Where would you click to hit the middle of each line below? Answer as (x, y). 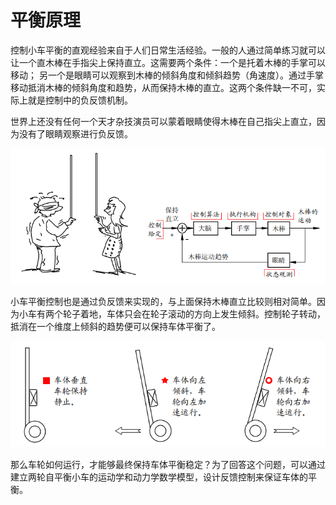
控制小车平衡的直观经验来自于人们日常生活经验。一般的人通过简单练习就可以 (168, 50)
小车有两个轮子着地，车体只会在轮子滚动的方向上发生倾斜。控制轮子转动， (172, 314)
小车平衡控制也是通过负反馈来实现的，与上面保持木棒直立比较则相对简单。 (163, 302)
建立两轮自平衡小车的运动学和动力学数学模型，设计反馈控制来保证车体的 (159, 477)
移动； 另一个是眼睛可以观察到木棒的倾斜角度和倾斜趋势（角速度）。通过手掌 (167, 75)
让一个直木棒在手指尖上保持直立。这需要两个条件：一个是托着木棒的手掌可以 (168, 62)
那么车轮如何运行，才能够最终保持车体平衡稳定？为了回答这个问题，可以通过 (168, 464)
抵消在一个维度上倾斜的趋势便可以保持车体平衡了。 (115, 327)
